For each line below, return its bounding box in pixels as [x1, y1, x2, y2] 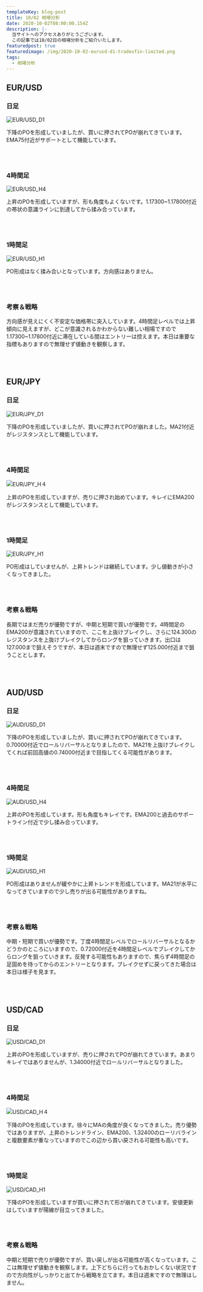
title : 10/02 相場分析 [6, 15, 60, 21]
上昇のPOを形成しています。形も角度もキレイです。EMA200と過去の [6, 811, 178, 818]
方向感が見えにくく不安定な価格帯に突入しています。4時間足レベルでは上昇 [6, 318, 196, 325]
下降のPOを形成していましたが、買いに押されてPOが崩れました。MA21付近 [6, 423, 194, 430]
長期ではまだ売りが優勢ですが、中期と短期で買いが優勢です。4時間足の [6, 620, 185, 628]
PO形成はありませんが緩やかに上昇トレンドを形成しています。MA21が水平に [6, 880, 198, 887]
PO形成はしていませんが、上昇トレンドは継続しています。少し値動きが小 [6, 563, 188, 570]
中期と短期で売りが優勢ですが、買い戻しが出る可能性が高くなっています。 [6, 1256, 192, 1263]
